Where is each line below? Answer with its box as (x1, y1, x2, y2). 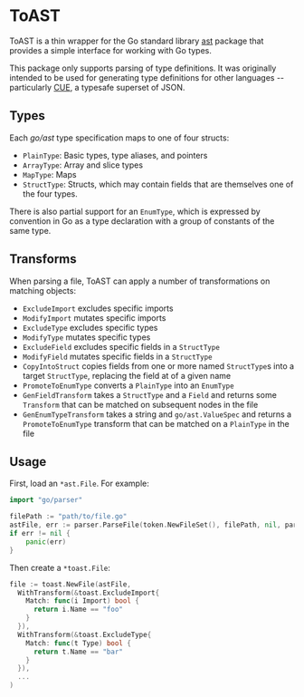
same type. (9, 225, 52, 236)
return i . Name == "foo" (33, 605, 124, 615)
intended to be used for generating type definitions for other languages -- (9, 72, 285, 82)
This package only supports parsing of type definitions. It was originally (9, 63, 277, 73)
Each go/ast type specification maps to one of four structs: (9, 132, 230, 143)
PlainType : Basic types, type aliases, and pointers (22, 150, 208, 160)
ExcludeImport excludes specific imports (22, 303, 174, 314)
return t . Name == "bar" (33, 647, 124, 656)
